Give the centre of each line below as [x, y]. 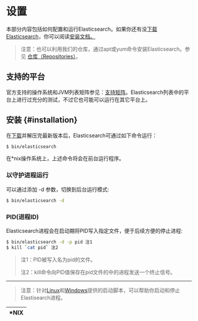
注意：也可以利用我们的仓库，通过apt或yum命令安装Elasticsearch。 [103, 49]
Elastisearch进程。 [43, 297]
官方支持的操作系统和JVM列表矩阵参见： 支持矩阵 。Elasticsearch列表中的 [95, 92]
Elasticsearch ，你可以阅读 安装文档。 [51, 36]
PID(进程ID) [23, 217]
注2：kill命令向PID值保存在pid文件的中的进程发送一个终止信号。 [98, 272]
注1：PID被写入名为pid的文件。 [58, 260]
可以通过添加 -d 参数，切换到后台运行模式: [57, 189]
